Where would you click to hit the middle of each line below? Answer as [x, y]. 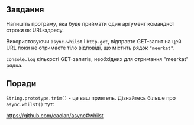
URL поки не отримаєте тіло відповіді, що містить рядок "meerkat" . [90, 48]
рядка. [14, 65]
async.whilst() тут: [30, 104]
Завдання [25, 10]
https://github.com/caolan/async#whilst [55, 115]
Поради [21, 84]
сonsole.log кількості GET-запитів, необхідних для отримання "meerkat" [97, 59]
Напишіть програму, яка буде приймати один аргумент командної [90, 23]
